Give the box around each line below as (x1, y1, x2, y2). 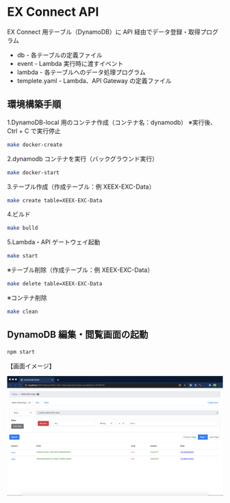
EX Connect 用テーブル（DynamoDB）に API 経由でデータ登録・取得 (7, 27, 201, 36)
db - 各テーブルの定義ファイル (16, 51, 103, 59)
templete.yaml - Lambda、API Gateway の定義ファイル (16, 76, 172, 84)
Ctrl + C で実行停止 (7, 126, 61, 134)
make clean (7, 308, 38, 315)
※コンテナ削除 (7, 294, 47, 302)
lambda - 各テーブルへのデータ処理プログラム (16, 68, 146, 76)
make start (7, 253, 38, 259)
